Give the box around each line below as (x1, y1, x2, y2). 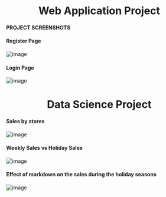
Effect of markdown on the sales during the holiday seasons (6, 171, 157, 178)
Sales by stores (6, 117, 45, 124)
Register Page (6, 37, 41, 45)
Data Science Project (47, 98, 152, 111)
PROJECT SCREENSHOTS (6, 24, 71, 31)
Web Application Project (38, 4, 161, 18)
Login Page (6, 64, 34, 71)
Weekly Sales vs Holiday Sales (6, 145, 83, 152)
